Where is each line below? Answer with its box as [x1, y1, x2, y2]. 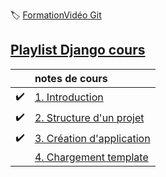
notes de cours [34, 71, 108, 85]
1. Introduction [34, 90, 104, 104]
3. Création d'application [34, 132, 151, 146]
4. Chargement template [34, 150, 149, 164]
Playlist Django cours [10, 42, 146, 59]
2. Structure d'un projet [34, 111, 145, 125]
